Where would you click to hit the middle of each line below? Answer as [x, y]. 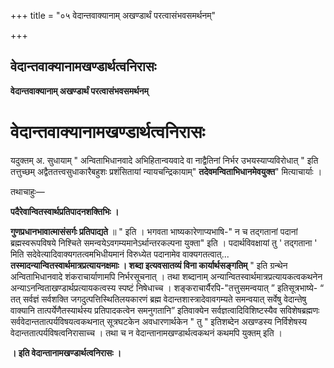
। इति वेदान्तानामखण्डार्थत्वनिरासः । [66, 352]
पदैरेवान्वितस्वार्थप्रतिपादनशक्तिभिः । [65, 211]
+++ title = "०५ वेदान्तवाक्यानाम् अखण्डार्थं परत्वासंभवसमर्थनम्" [113, 15]
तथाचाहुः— [27, 191]
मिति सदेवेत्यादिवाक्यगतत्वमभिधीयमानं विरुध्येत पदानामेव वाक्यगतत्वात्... [120, 254]
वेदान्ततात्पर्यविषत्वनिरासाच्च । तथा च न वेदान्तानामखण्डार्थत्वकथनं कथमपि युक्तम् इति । [146, 332]
